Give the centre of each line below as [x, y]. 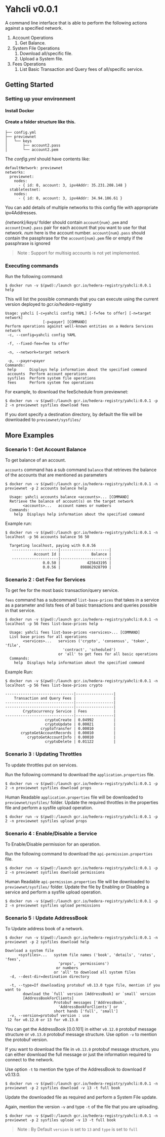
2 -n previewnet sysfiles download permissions [55, 872]
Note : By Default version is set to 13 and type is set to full [78, 1130]
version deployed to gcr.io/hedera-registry [48, 304]
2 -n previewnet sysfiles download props [48, 788]
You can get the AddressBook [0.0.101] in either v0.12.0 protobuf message [81, 1029]
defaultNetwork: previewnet [34, 168]
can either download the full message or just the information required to [78, 1054]
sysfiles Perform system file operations [52, 379]
